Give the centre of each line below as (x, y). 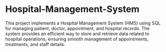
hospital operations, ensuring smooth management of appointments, (77, 39)
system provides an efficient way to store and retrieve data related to (77, 33)
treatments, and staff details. (35, 44)
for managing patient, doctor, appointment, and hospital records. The (77, 28)
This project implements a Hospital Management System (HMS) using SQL (83, 23)
